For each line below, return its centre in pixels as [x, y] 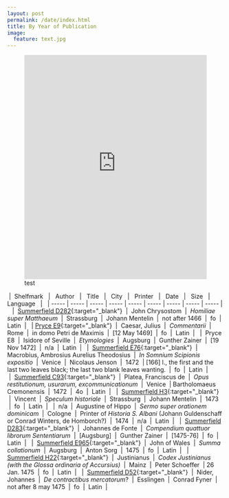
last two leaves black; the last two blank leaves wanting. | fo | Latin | [108, 370]
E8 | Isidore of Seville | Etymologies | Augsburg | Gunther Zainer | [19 [113, 340]
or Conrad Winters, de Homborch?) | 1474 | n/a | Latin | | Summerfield [114, 421]
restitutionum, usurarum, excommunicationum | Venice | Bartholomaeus [112, 384]
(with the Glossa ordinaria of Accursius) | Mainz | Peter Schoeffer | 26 [111, 465]
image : [17, 33]
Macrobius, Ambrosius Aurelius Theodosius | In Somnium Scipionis [104, 355]
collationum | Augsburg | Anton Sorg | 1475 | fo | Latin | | [98, 450]
